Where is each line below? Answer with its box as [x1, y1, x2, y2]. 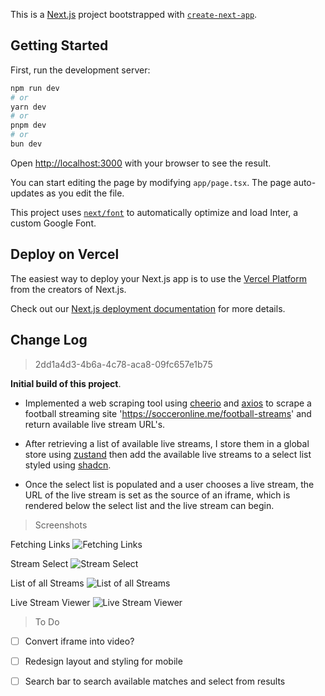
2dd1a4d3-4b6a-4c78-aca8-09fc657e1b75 [34, 358, 213, 370]
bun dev [10, 139, 43, 149]
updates [10, 187, 45, 199]
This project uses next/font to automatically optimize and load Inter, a [10, 206, 299, 218]
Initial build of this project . [10, 377, 122, 389]
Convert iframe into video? [24, 635, 135, 647]
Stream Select [10, 557, 69, 569]
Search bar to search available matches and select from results [24, 675, 286, 687]
